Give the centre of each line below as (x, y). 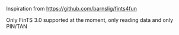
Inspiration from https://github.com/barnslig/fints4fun (72, 9)
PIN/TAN (17, 26)
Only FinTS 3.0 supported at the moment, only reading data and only (90, 20)
